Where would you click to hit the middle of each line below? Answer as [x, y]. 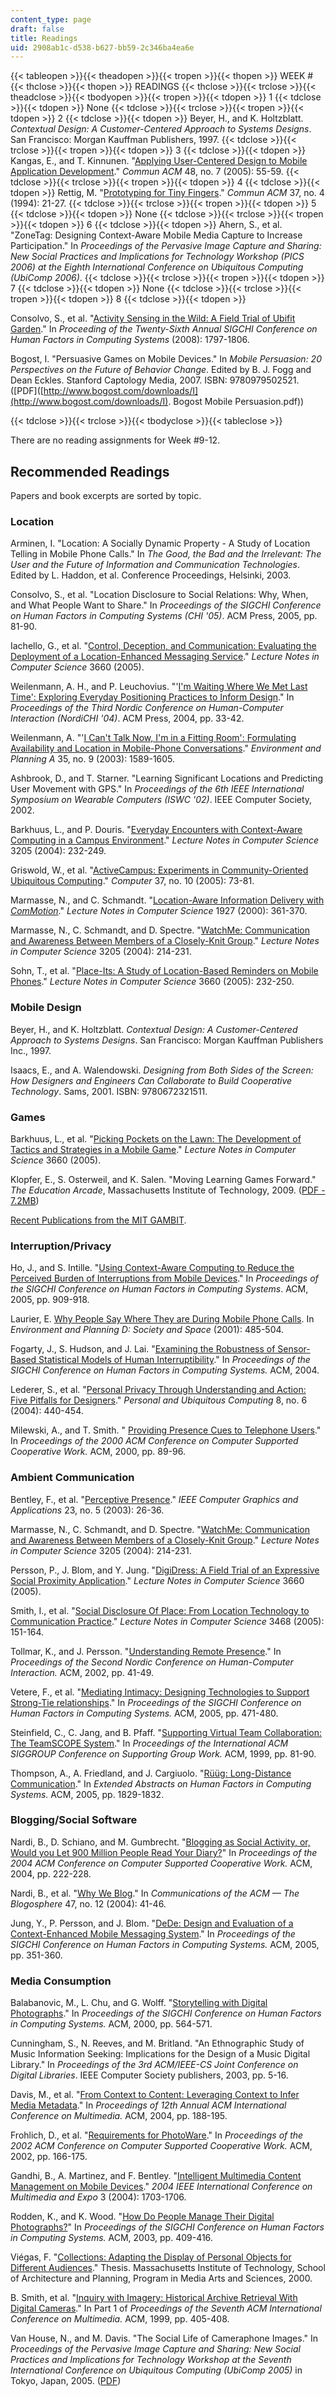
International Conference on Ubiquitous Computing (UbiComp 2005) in [156, 2370]
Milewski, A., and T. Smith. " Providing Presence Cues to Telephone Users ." [166, 1430]
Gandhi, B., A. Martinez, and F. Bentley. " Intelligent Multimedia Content [156, 2176]
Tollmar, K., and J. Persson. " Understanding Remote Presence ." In [146, 1651]
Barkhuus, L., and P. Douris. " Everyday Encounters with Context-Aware [156, 830]
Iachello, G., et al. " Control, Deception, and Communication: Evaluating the [163, 646]
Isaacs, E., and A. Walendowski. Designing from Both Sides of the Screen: [162, 1070]
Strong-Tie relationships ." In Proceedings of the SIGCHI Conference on [156, 1702]
